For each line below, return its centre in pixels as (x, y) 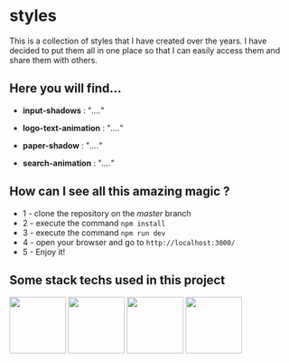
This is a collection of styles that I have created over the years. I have (138, 41)
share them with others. (53, 60)
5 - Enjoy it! (44, 252)
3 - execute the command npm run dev (94, 233)
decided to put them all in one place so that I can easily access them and (145, 50)
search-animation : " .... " (68, 163)
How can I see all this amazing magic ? (120, 191)
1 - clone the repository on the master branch (107, 213)
